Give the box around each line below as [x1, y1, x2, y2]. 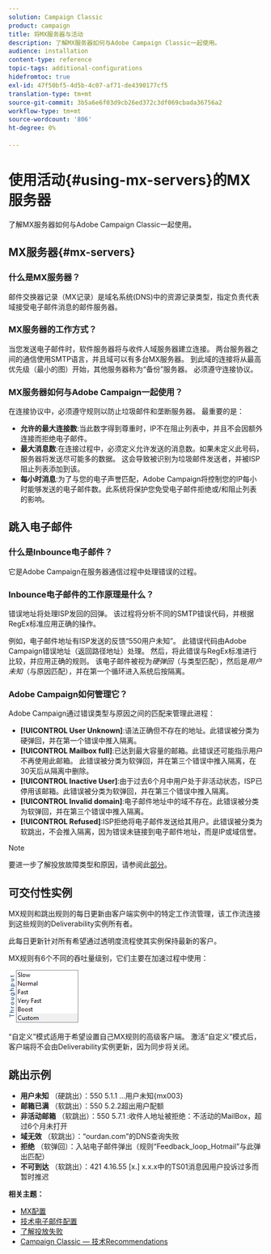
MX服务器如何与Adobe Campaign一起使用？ [8, 386, 184, 397]
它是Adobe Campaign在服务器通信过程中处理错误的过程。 [8, 567, 201, 576]
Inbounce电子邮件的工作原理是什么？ [8, 589, 155, 600]
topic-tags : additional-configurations [8, 65, 143, 73]
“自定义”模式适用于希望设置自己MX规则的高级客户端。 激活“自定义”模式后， [8, 1032, 261, 1042]
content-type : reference [8, 56, 92, 64]
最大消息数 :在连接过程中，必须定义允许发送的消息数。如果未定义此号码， [19, 444, 264, 453]
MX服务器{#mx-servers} [8, 245, 136, 259]
